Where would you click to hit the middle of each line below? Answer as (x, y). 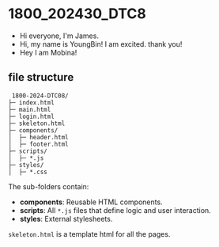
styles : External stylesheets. (66, 218)
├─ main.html (30, 109)
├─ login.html (32, 116)
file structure (41, 77)
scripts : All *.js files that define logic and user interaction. (115, 210)
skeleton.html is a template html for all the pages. (89, 234)
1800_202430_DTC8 (77, 14)
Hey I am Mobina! (48, 52)
